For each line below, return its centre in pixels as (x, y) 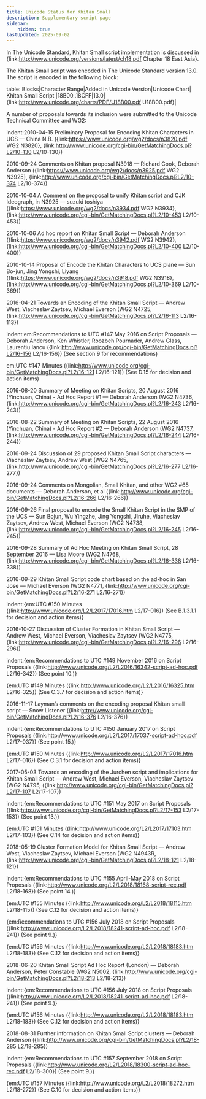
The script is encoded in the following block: (62, 77)
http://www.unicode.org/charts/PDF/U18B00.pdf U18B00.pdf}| (97, 102)
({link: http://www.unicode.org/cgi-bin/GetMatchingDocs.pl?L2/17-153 (94, 810)
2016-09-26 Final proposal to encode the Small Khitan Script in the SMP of (101, 510)
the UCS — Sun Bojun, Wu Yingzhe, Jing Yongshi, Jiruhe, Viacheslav (93, 517)
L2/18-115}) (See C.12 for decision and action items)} (73, 910)
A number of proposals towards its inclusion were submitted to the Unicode (102, 114)
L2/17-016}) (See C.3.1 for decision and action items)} (74, 760)
